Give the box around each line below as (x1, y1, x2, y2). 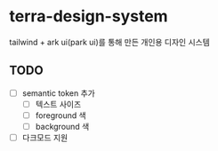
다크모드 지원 (21, 132, 69, 143)
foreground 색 (35, 109, 86, 121)
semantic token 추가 (21, 87, 95, 99)
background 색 (35, 121, 90, 131)
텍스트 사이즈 (35, 99, 82, 109)
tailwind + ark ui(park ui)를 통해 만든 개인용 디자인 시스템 (9, 36, 211, 47)
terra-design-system (9, 6, 168, 27)
